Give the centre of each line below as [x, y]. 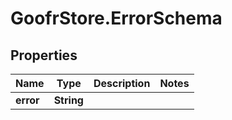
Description [122, 83]
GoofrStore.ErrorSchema [116, 18]
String [68, 100]
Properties [44, 55]
